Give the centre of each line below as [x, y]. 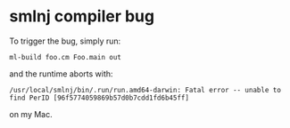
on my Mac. [31, 114]
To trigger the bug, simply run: [65, 41]
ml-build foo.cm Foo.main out [66, 57]
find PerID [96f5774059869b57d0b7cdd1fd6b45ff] [99, 98]
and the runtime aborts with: [61, 74]
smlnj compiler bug [82, 16]
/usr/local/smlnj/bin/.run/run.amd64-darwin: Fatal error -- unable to [145, 90]
